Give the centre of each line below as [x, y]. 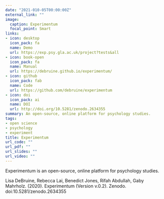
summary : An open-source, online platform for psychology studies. [78, 114]
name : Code [21, 85]
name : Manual [24, 67]
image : [12, 19]
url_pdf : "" [18, 147]
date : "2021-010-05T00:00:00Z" [38, 10]
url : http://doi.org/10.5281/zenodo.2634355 [58, 109]
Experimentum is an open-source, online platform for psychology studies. [82, 171]
